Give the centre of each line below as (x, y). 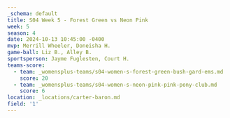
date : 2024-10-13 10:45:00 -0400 (56, 40)
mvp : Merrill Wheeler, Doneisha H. (59, 46)
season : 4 (22, 33)
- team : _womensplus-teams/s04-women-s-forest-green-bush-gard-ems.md (118, 71)
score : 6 (33, 91)
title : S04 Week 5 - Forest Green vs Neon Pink (78, 20)
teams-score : (26, 65)
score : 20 (34, 78)
